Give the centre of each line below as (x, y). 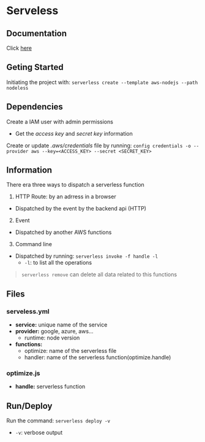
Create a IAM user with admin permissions (60, 122)
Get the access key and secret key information (74, 133)
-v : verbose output (39, 433)
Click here (19, 48)
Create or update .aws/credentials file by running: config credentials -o (99, 145)
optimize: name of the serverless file (70, 351)
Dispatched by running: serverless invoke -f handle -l (86, 256)
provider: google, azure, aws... (54, 331)
